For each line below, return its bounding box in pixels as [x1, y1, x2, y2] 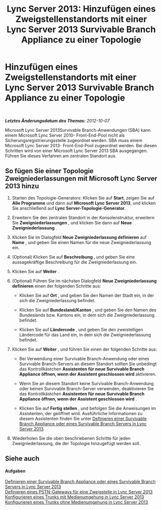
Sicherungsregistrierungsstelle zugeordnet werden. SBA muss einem [5, 137, 143, 143]
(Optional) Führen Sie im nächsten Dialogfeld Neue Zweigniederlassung [12, 278, 157, 284]
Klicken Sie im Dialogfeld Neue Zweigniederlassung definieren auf [12, 234, 147, 240]
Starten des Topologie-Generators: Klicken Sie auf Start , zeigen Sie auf [12, 195, 155, 201]
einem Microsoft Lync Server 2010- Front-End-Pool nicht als [5, 132, 125, 138]
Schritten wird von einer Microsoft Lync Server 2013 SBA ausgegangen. [5, 148, 148, 154]
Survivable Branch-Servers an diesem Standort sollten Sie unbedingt [19, 361, 157, 367]
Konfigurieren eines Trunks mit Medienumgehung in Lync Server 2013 [5, 494, 144, 500]
